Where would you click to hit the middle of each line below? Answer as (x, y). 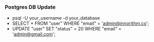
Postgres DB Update (30, 7)
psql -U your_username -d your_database (56, 18)
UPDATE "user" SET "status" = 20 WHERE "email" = (67, 29)
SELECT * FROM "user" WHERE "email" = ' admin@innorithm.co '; (81, 23)
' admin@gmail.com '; (34, 34)
